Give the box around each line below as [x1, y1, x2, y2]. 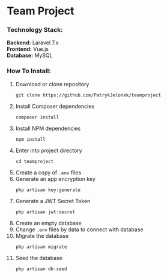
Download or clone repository [15, 80, 90, 87]
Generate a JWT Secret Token [15, 197, 91, 204]
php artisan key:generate [15, 187, 80, 193]
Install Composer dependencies [15, 102, 95, 110]
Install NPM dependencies [15, 125, 81, 132]
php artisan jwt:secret [15, 208, 76, 215]
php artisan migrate [15, 244, 67, 250]
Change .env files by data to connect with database [15, 226, 144, 233]
